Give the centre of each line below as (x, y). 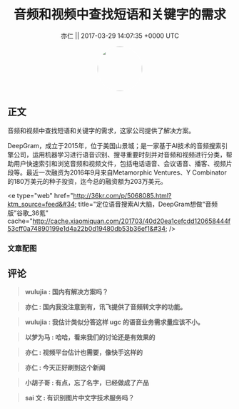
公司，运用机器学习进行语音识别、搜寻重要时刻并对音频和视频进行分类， (119, 155)
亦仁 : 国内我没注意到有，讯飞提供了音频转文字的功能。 (106, 307)
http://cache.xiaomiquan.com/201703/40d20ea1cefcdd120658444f (131, 221)
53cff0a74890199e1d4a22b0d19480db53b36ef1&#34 (87, 228)
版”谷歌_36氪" (28, 213)
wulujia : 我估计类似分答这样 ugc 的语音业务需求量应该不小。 (115, 322)
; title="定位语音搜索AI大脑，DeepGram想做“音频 (146, 204)
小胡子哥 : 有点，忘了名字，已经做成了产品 (87, 383)
